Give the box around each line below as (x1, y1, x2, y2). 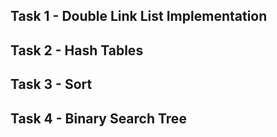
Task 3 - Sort (10, 76, 93, 93)
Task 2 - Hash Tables (10, 42, 144, 59)
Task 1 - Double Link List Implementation (10, 8, 268, 25)
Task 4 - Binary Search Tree (10, 110, 187, 127)
